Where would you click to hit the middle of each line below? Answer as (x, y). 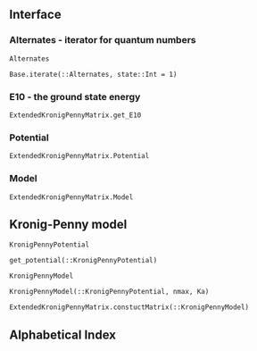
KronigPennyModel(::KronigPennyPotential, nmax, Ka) (109, 292)
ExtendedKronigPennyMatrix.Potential (79, 156)
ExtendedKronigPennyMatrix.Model (71, 197)
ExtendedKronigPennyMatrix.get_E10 (75, 115)
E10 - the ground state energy (75, 96)
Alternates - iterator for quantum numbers (103, 40)
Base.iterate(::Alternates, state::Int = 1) (93, 74)
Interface (35, 15)
